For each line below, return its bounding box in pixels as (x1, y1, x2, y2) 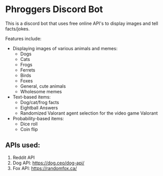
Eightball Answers (20, 104, 58, 111)
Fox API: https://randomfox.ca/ (12, 165, 77, 171)
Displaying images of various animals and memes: (12, 45, 118, 51)
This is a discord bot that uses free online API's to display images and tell (5, 20, 158, 26)
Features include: (5, 36, 42, 42)
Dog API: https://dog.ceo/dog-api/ (12, 160, 85, 166)
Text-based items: (12, 94, 51, 100)
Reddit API (12, 154, 35, 160)
